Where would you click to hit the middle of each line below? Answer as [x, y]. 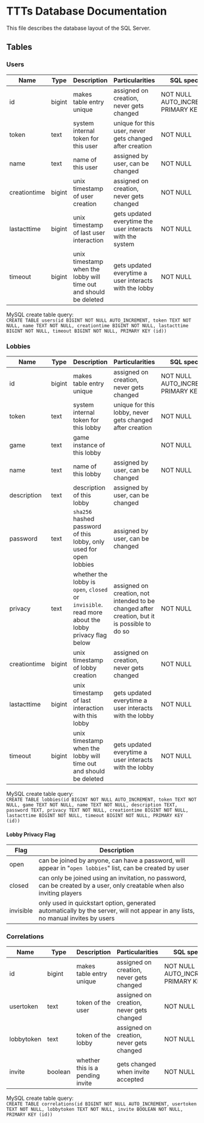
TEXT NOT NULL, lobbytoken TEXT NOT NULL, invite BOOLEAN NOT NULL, [95, 1110]
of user [83, 196]
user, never [129, 131]
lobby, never [131, 412]
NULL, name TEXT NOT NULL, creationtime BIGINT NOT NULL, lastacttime [97, 326]
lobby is [84, 582]
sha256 [83, 512]
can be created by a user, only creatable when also [111, 886]
